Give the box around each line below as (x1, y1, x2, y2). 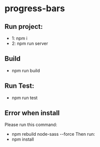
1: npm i (11, 35, 27, 41)
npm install (11, 136, 34, 142)
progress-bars (4, 3, 65, 14)
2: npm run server (11, 41, 49, 46)
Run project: (4, 22, 43, 31)
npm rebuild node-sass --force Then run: (11, 131, 95, 137)
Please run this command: (4, 122, 57, 127)
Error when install (4, 109, 60, 117)
